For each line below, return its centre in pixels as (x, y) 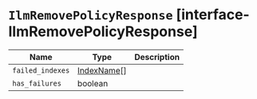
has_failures (37, 83)
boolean (93, 83)
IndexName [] (102, 70)
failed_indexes (41, 70)
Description (157, 57)
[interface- (213, 15)
